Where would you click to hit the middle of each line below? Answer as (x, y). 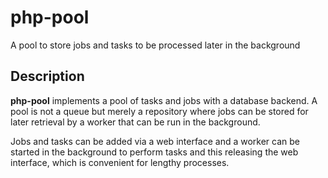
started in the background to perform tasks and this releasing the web (154, 152)
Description (47, 76)
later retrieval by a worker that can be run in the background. (135, 122)
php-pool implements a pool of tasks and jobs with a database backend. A (164, 100)
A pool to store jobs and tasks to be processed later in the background (155, 45)
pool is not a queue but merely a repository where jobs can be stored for (159, 111)
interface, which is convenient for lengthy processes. (120, 162)
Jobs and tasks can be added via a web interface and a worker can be (155, 141)
